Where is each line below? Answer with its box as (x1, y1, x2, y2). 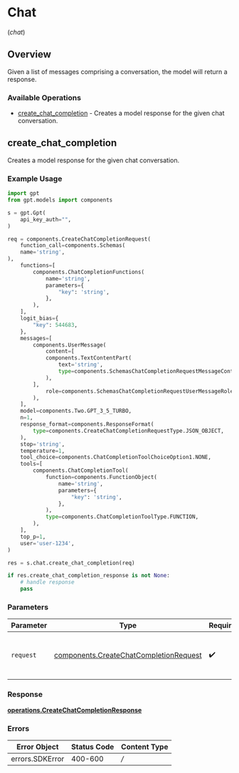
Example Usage (7, 174, 63, 184)
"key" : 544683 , (33, 321, 78, 328)
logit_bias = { (20, 315, 59, 322)
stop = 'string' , (20, 441, 65, 448)
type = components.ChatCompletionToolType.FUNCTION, (45, 513, 199, 520)
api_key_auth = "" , (20, 216, 72, 223)
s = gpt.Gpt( (7, 209, 46, 216)
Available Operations (7, 93, 82, 102)
